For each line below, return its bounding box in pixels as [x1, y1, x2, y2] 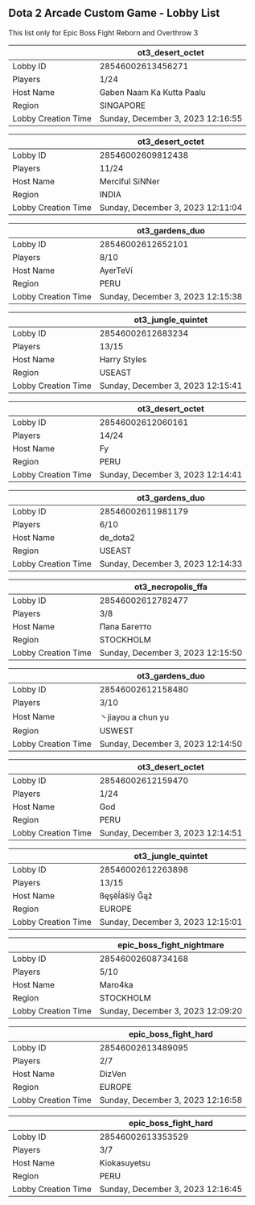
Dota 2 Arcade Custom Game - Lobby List [8, 6, 220, 20]
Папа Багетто [99, 621, 152, 632]
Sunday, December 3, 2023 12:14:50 [99, 738, 243, 749]
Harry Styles [99, 353, 147, 365]
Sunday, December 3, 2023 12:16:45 [99, 1183, 243, 1195]
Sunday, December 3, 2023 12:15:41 [99, 380, 243, 391]
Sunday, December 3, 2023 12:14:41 [99, 468, 243, 480]
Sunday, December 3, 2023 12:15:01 [99, 916, 243, 927]
